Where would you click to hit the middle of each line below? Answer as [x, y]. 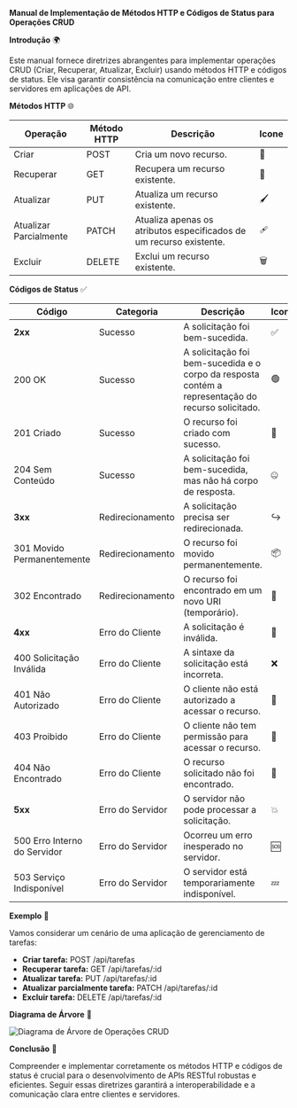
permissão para [216, 737]
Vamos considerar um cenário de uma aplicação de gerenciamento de [137, 933]
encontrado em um [223, 590]
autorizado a [209, 700]
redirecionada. [213, 528]
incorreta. [203, 675]
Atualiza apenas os [174, 219]
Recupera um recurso [180, 169]
